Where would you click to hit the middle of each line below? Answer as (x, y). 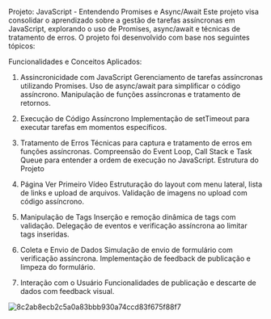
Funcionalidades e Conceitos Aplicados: (75, 61)
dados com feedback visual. (67, 291)
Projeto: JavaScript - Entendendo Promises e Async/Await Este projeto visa (133, 12)
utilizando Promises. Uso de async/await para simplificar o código (130, 86)
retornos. (35, 103)
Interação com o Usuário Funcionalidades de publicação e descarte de (138, 283)
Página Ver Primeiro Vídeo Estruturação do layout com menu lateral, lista (141, 184)
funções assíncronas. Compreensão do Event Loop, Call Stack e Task (136, 151)
